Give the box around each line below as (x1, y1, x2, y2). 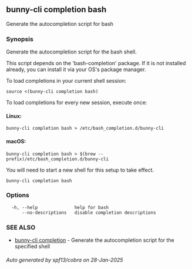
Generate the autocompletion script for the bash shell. (6, 48, 137, 55)
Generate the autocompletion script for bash (6, 20, 113, 27)
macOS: (6, 137, 26, 144)
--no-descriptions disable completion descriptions (21, 210, 157, 216)
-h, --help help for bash (11, 204, 109, 210)
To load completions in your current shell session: (6, 78, 127, 85)
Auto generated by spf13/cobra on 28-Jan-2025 (6, 256, 123, 263)
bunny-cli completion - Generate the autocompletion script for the (14, 237, 174, 244)
